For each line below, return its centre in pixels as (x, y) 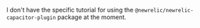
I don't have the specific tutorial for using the (70, 10)
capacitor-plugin (31, 18)
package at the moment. (92, 17)
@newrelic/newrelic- (164, 10)
